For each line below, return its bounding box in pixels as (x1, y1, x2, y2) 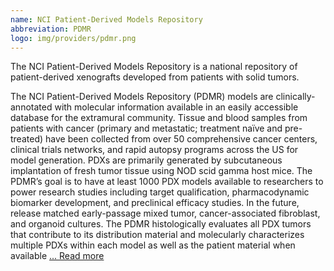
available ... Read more (10, 250, 105, 262)
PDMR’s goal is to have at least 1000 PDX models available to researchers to (10, 176, 324, 188)
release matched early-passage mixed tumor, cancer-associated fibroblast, (10, 207, 321, 220)
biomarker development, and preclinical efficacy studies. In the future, (10, 197, 300, 209)
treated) (10, 133, 44, 145)
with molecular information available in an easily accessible (54, 101, 299, 113)
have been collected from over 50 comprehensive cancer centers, (45, 133, 318, 145)
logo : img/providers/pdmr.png (10, 33, 137, 43)
